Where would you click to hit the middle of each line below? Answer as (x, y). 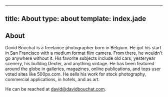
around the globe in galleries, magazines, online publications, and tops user (83, 69)
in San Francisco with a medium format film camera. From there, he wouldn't (84, 53)
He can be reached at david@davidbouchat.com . (56, 89)
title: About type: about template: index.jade (76, 19)
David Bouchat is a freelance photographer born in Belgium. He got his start (83, 48)
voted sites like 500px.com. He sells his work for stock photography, (76, 74)
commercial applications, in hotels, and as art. (52, 80)
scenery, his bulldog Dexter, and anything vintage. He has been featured (80, 64)
